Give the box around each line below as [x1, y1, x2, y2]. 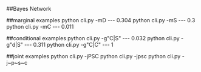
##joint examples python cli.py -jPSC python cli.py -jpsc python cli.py [6, 53, 181, 59]
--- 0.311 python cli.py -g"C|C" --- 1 [24, 41, 114, 48]
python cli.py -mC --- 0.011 [6, 23, 74, 30]
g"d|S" [6, 41, 23, 48]
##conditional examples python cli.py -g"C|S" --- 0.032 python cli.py [6, 35, 180, 41]
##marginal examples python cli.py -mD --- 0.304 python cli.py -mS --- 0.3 [6, 17, 196, 23]
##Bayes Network [6, 5, 52, 12]
